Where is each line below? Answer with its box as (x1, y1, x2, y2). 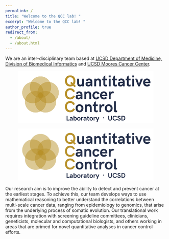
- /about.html (10, 41, 40, 46)
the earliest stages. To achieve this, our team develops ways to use (5, 191, 147, 197)
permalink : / (5, 8, 33, 13)
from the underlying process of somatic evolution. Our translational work (5, 207, 158, 213)
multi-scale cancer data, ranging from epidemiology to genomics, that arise (5, 202, 164, 208)
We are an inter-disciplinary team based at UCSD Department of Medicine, (5, 55, 162, 61)
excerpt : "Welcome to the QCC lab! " (5, 19, 86, 24)
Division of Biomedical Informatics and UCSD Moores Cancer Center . (5, 60, 151, 67)
